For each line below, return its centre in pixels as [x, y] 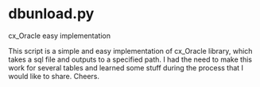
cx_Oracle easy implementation [60, 36]
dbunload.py [51, 14]
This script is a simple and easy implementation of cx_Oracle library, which [130, 51]
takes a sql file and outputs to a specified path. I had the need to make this [130, 59]
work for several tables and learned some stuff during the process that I [126, 67]
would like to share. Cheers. [54, 76]
